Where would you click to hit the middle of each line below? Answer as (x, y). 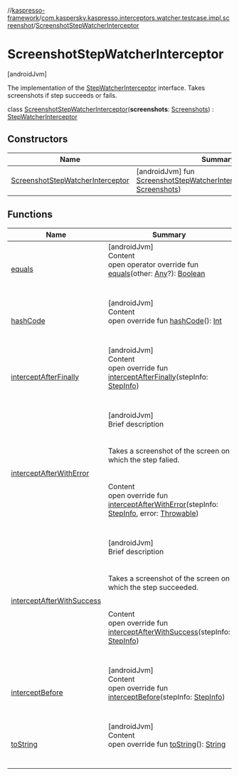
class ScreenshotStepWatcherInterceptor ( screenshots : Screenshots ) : (111, 109)
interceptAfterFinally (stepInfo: (158, 377)
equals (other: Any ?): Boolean (156, 273)
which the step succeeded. (153, 587)
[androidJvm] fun (165, 171)
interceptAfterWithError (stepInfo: (163, 504)
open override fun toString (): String (167, 744)
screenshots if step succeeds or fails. (62, 95)
